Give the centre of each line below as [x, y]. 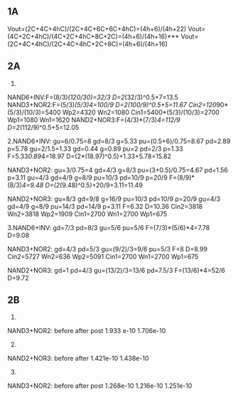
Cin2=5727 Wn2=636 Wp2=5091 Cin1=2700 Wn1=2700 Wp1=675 [103, 256]
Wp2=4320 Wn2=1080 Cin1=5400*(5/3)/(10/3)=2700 [141, 112]
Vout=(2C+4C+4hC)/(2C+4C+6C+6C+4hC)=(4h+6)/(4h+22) [97, 28]
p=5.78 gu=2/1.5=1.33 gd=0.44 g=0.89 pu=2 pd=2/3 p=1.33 [95, 148]
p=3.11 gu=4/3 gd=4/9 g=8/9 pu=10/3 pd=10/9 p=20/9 [88, 178]
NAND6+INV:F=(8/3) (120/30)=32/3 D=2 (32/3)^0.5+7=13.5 [93, 97]
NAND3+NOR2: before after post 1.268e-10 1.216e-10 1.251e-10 [100, 386]
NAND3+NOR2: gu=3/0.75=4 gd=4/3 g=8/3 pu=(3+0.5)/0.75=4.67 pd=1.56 [118, 170]
